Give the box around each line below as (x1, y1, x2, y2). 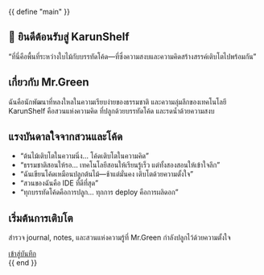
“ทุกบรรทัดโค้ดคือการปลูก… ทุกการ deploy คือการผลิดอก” (19, 187, 179, 197)
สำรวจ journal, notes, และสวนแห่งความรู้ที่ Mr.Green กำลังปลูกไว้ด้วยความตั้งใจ (8, 233, 231, 243)
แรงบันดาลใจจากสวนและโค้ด (8, 130, 123, 144)
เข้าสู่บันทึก (8, 249, 36, 259)
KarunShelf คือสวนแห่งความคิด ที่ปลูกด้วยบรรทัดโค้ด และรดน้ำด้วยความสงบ (8, 106, 215, 115)
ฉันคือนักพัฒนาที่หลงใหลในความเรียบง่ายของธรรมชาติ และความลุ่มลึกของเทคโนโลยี (8, 97, 227, 106)
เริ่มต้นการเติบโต (8, 211, 74, 225)
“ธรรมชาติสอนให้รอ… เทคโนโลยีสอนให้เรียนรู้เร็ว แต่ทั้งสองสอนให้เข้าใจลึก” (19, 160, 221, 170)
